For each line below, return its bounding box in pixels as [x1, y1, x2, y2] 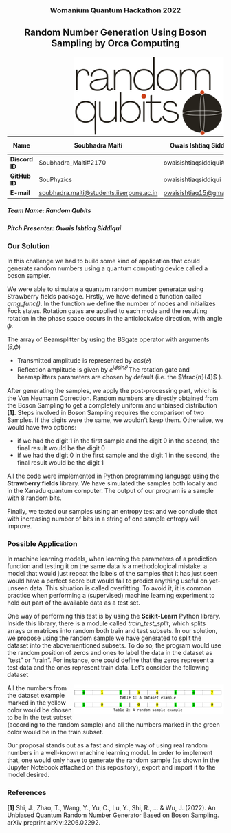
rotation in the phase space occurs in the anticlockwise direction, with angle [7, 314, 223, 323]
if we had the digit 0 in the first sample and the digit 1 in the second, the [16, 451, 220, 460]
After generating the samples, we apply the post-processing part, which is [7, 387, 218, 395]
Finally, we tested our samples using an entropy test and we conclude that [7, 508, 218, 516]
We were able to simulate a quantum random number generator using [7, 285, 204, 293]
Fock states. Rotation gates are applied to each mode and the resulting [7, 307, 208, 315]
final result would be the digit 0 [16, 444, 105, 452]
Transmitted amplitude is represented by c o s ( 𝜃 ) [16, 357, 152, 365]
